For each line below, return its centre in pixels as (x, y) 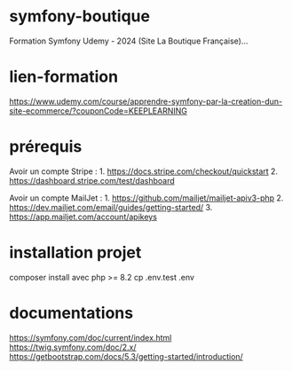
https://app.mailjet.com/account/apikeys (83, 217)
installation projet (75, 253)
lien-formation (63, 77)
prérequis (46, 147)
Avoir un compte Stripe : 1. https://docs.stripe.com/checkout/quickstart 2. (143, 171)
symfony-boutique (80, 16)
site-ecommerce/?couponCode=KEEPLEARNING (99, 111)
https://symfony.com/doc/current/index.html (91, 337)
